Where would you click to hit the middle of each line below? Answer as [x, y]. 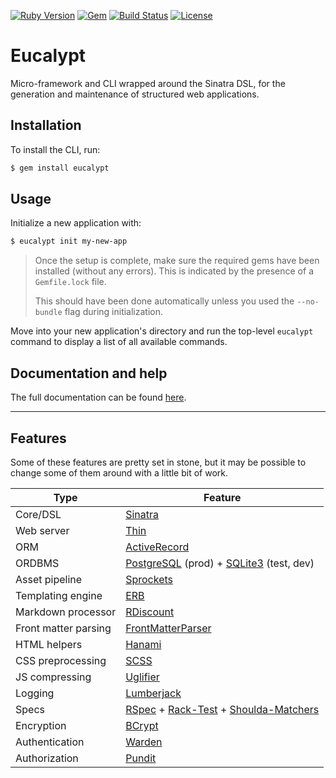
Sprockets [149, 579]
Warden [144, 742]
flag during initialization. [114, 312]
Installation [46, 125]
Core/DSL [38, 514]
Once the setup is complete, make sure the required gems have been [177, 261]
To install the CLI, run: [55, 149]
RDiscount [150, 612]
